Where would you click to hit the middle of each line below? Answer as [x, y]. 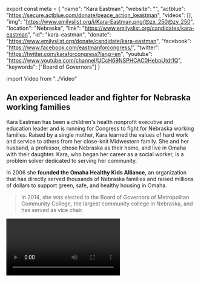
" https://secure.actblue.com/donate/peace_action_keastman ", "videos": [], [99, 15]
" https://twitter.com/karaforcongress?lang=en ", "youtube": [80, 54]
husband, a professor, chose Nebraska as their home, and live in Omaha [96, 148]
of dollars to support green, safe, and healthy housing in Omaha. [87, 185]
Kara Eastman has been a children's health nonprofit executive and [90, 122]
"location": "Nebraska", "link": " [45, 28]
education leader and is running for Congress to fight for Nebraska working [100, 128]
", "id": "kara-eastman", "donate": [69, 35]
